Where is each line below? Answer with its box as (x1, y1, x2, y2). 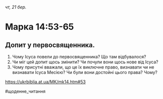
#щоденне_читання (5, 88, 46, 94)
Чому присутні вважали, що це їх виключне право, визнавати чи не (12, 64, 155, 70)
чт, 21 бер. (5, 4, 27, 10)
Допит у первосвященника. (5, 41, 95, 49)
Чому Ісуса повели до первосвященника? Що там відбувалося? (12, 54, 146, 59)
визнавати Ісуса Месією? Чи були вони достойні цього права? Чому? (12, 70, 158, 75)
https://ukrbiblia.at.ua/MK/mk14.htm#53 (5, 79, 86, 85)
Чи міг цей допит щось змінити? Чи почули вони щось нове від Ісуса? (12, 59, 159, 65)
